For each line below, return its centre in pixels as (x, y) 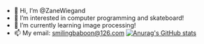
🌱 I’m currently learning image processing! (75, 25)
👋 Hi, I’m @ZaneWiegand (50, 11)
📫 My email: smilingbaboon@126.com (69, 33)
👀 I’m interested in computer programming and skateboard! (99, 18)
